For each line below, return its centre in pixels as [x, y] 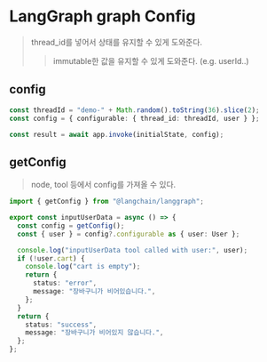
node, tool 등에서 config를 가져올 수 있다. [103, 185]
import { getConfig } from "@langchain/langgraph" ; [106, 202]
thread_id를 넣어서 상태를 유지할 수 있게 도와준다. [116, 42]
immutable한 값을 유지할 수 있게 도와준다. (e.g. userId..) [151, 60]
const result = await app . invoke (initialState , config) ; [117, 134]
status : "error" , [65, 283]
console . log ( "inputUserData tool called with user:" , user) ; [133, 250]
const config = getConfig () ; [71, 225]
